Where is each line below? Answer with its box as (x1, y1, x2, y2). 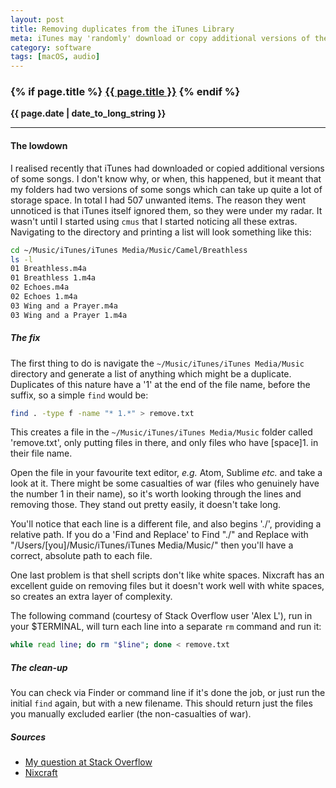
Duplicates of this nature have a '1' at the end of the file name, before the (10, 378, 311, 390)
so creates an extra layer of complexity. (10, 591, 173, 603)
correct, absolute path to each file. (10, 550, 153, 562)
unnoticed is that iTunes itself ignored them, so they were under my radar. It (10, 204, 323, 216)
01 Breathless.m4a (10, 264, 87, 274)
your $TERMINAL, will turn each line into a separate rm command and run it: (10, 621, 322, 633)
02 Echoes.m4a (10, 282, 70, 293)
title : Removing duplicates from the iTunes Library (10, 24, 235, 34)
